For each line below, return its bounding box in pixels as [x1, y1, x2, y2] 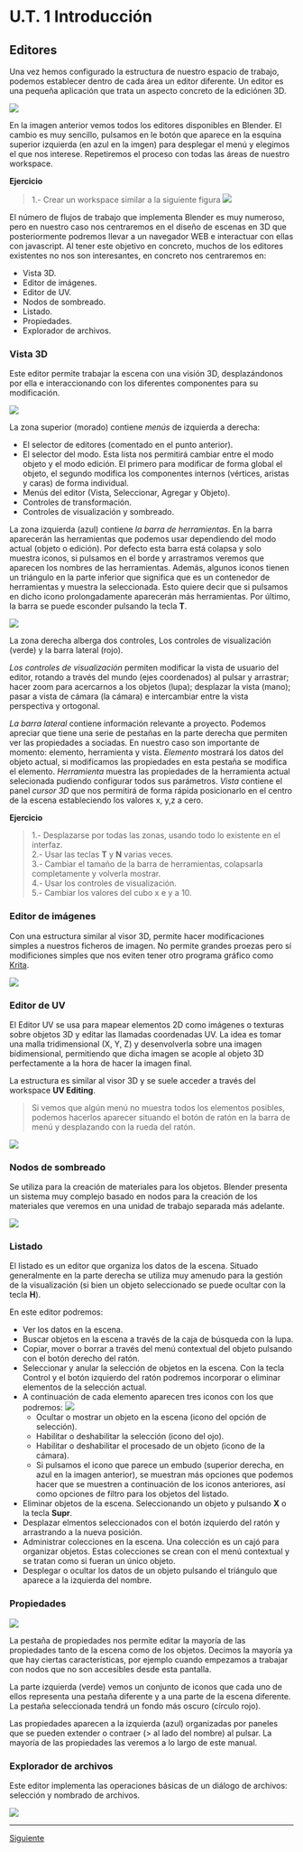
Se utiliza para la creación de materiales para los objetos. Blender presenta [9, 1181, 289, 1193]
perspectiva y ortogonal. [9, 701, 101, 712]
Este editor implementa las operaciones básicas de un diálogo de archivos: [9, 1781, 288, 1792]
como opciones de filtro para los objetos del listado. [35, 1488, 230, 1500]
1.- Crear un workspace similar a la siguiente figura [31, 194, 221, 205]
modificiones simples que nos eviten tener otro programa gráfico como [9, 950, 274, 961]
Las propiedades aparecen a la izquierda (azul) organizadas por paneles [9, 1717, 278, 1728]
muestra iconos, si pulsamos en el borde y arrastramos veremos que [9, 553, 264, 563]
